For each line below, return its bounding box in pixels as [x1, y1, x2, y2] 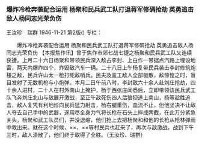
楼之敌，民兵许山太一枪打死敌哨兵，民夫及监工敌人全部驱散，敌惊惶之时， [6, 72, 191, 79]
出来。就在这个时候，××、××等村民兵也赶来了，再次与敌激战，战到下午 [16, 124, 194, 131]
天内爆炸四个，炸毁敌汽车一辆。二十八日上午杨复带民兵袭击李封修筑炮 [22, 64, 196, 71]
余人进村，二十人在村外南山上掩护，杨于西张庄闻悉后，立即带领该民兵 [11, 87, 185, 94]
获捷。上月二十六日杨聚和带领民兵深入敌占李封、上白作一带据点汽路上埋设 [6, 57, 191, 64]
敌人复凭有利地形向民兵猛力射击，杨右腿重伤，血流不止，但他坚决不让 [16, 102, 191, 109]
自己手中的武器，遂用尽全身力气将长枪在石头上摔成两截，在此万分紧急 [22, 109, 196, 116]
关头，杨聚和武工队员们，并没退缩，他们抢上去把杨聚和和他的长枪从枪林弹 [6, 117, 191, 124]
